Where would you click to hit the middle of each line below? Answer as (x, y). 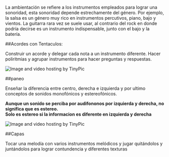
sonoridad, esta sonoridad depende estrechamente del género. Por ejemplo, (85, 13)
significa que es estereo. (32, 109)
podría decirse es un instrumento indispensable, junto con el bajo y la (77, 29)
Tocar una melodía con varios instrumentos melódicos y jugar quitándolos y (84, 144)
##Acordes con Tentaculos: (34, 44)
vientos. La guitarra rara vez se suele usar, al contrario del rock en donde (81, 23)
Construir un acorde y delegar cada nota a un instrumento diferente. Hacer (83, 54)
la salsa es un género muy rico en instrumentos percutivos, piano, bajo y (81, 18)
